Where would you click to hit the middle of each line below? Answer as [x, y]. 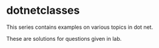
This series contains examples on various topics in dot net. [80, 27]
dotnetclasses [43, 10]
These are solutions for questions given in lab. [64, 38]
